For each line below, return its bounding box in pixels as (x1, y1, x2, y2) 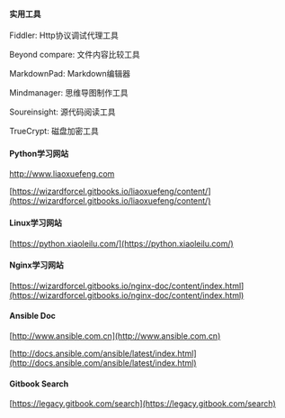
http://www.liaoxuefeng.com (9, 168, 115, 179)
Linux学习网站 (9, 217, 63, 228)
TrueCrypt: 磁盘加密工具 (9, 126, 99, 137)
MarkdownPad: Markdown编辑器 (9, 68, 130, 79)
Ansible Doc (9, 311, 57, 322)
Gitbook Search (9, 378, 69, 389)
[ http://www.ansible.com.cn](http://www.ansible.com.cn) (9, 331, 221, 341)
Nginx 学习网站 (9, 259, 65, 270)
